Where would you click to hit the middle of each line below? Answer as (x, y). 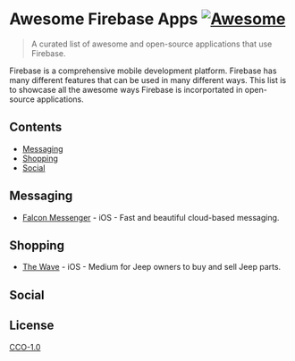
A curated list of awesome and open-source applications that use (152, 44)
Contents (36, 127)
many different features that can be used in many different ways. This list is (148, 80)
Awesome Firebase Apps (104, 19)
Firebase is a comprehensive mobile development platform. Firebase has (143, 71)
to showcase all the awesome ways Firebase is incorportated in (126, 89)
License (32, 326)
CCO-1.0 (25, 347)
